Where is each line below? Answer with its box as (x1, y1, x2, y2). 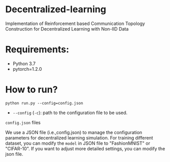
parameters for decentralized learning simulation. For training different (5, 134, 153, 141)
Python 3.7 (12, 60, 36, 67)
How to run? (5, 84, 58, 95)
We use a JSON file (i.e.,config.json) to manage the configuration (5, 129, 142, 136)
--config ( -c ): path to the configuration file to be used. (12, 110, 128, 116)
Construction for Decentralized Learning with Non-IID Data (5, 25, 129, 32)
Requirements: (5, 44, 69, 56)
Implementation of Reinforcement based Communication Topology (5, 20, 145, 26)
